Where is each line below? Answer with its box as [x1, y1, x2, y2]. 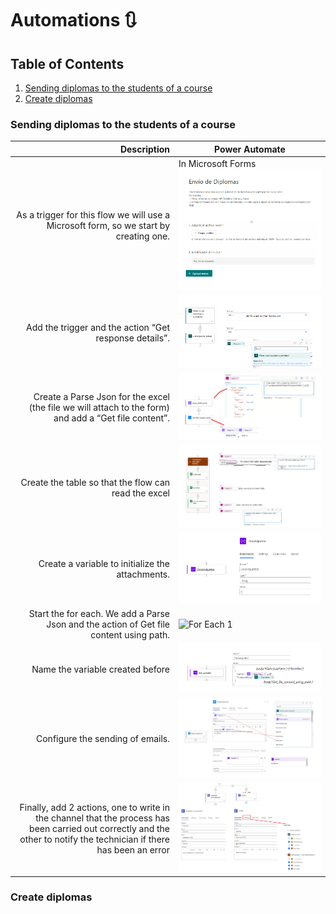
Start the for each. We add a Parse [28, 608, 171, 619]
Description [119, 143, 171, 155]
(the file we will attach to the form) [28, 402, 171, 414]
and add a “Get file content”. [53, 412, 171, 424]
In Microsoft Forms [178, 158, 257, 170]
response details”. [95, 332, 171, 344]
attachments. [116, 568, 171, 581]
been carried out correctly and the [29, 822, 171, 834]
